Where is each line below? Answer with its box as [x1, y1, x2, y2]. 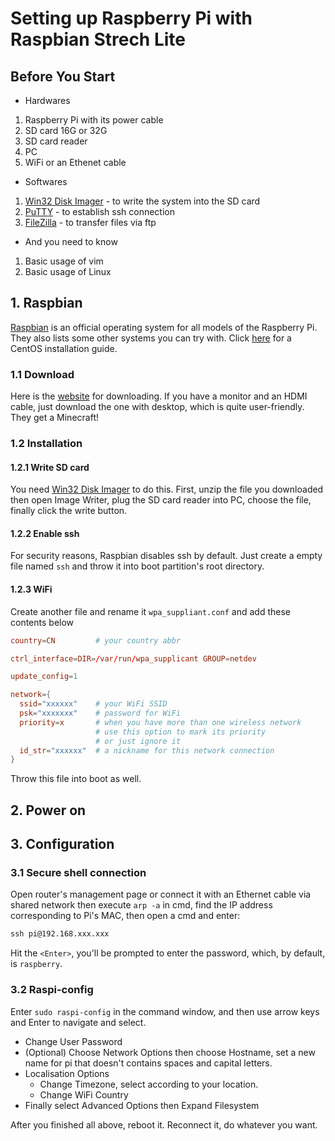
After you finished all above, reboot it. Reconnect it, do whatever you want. [10, 1118, 318, 1131]
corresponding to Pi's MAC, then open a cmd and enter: [10, 910, 241, 922]
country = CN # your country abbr [10, 635, 182, 646]
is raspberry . [10, 958, 63, 970]
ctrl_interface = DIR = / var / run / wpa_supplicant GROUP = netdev [10, 653, 257, 664]
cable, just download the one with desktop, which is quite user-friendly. [10, 401, 305, 413]
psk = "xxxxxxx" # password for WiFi [19, 708, 182, 719]
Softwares [24, 176, 68, 187]
